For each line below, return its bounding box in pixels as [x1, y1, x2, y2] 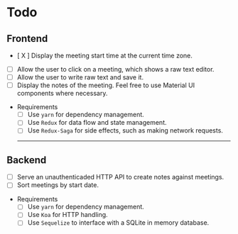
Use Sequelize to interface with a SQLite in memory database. [27, 218, 210, 227]
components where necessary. [16, 89, 108, 98]
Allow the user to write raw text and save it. [16, 73, 144, 82]
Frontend [6, 33, 48, 45]
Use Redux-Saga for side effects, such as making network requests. [27, 126, 223, 135]
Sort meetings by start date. [16, 181, 99, 189]
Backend [6, 154, 47, 166]
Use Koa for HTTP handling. [27, 211, 108, 219]
